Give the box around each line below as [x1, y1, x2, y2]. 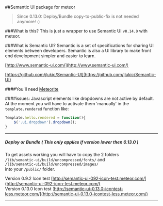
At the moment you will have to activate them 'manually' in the [5, 101, 130, 106]
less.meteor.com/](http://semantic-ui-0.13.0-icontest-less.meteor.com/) [5, 191, 148, 197]
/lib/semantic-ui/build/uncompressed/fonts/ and [5, 157, 105, 162]
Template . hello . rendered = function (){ [5, 115, 86, 120]
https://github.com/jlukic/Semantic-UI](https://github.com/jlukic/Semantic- [6, 72, 156, 77]
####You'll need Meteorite [5, 86, 59, 92]
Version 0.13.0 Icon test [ [5, 186, 54, 191]
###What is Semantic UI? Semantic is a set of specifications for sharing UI [5, 43, 154, 48]
